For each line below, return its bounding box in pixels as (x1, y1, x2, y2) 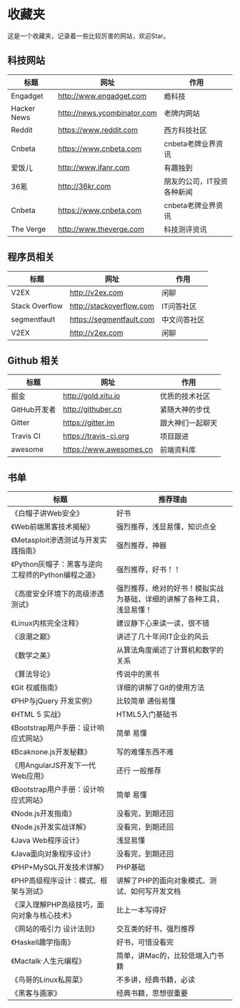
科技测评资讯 (164, 224, 207, 234)
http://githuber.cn (63, 405, 122, 415)
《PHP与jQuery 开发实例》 (11, 696, 96, 706)
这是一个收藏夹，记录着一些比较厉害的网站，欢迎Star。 (7, 31, 170, 40)
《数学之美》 (11, 651, 55, 661)
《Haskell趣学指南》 (11, 937, 75, 947)
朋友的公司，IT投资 (164, 176, 229, 186)
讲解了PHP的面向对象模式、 (116, 876, 210, 886)
